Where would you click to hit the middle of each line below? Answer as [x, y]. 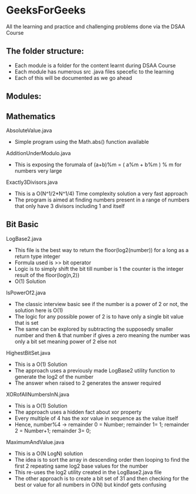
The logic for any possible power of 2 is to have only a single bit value [99, 316]
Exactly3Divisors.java [32, 182]
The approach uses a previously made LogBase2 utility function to [95, 370]
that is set [26, 322]
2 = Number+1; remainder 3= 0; [53, 431]
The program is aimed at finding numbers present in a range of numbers [102, 200]
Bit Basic [23, 225]
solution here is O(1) [39, 310]
